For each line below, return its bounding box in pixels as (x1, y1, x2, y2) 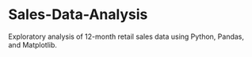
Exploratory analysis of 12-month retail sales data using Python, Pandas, (8, 32, 244, 41)
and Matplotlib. (8, 40, 58, 49)
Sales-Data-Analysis (8, 6, 148, 24)
